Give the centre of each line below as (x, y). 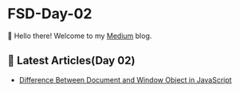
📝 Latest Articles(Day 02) (71, 61)
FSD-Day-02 (50, 14)
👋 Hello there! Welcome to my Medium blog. (80, 36)
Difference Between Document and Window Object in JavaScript (125, 79)
